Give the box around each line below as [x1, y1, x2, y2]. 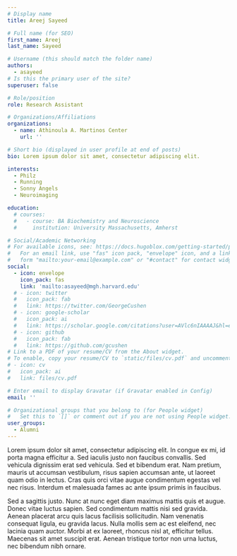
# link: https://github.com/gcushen [13, 342, 128, 349]
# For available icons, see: [7, 243, 93, 250]
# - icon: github [13, 329, 65, 336]
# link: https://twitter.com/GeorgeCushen [13, 303, 147, 310]
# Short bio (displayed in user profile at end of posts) [7, 146, 181, 153]
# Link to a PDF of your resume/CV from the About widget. [7, 349, 185, 356]
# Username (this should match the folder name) [7, 56, 153, 63]
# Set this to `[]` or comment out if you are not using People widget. [7, 413, 232, 421]
